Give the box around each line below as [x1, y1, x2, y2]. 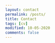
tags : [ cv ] [5, 21, 28, 26]
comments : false [5, 30, 39, 35]
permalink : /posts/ [5, 12, 46, 17]
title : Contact [5, 16, 37, 21]
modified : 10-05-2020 [5, 26, 50, 31]
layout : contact [5, 7, 39, 12]
